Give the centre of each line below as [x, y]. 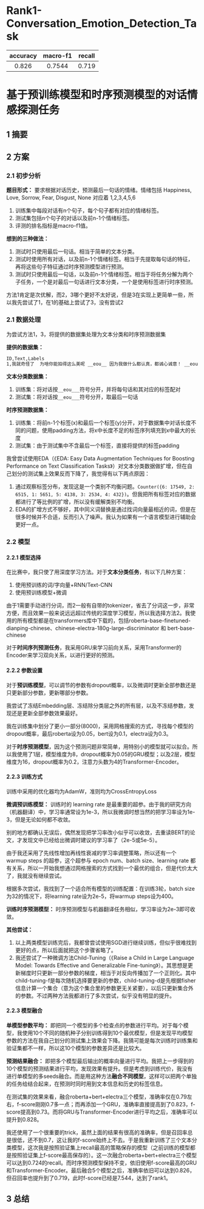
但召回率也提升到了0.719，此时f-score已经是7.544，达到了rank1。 [89, 1178]
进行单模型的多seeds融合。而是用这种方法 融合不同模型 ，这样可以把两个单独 [102, 1076]
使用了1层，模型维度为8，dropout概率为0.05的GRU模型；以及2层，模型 [106, 754]
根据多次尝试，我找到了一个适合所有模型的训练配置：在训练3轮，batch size [101, 888]
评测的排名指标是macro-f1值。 [53, 226]
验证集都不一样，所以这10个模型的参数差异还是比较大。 [76, 1048]
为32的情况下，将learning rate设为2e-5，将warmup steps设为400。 [92, 896]
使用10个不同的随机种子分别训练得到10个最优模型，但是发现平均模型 [107, 1033]
